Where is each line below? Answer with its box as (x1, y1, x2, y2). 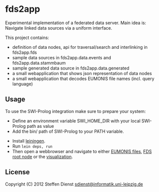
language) (12, 80, 33, 87)
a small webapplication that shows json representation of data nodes (12, 70, 152, 76)
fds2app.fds (12, 49, 37, 55)
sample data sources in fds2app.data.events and (12, 54, 112, 60)
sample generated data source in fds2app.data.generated (12, 65, 129, 71)
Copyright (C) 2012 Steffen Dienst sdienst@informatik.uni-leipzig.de (5, 181, 143, 187)
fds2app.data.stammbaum (12, 60, 66, 66)
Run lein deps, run (12, 143, 53, 149)
